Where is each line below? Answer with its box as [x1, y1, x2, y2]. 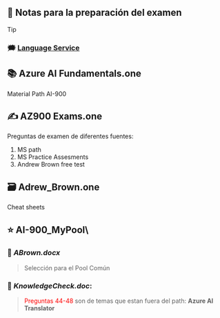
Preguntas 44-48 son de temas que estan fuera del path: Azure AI [23, 297, 214, 305]
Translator [23, 304, 55, 312]
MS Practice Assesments [17, 153, 89, 161]
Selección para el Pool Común [23, 263, 110, 272]
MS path [17, 146, 41, 154]
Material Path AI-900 [7, 89, 67, 97]
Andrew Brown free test [17, 160, 85, 169]
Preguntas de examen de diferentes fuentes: [7, 132, 134, 140]
